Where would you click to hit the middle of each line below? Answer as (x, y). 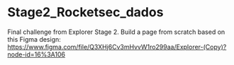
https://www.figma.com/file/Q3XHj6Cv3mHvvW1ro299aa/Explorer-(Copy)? (117, 47)
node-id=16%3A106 (37, 54)
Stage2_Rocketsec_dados (85, 12)
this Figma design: (34, 39)
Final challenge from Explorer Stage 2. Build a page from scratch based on (116, 32)
